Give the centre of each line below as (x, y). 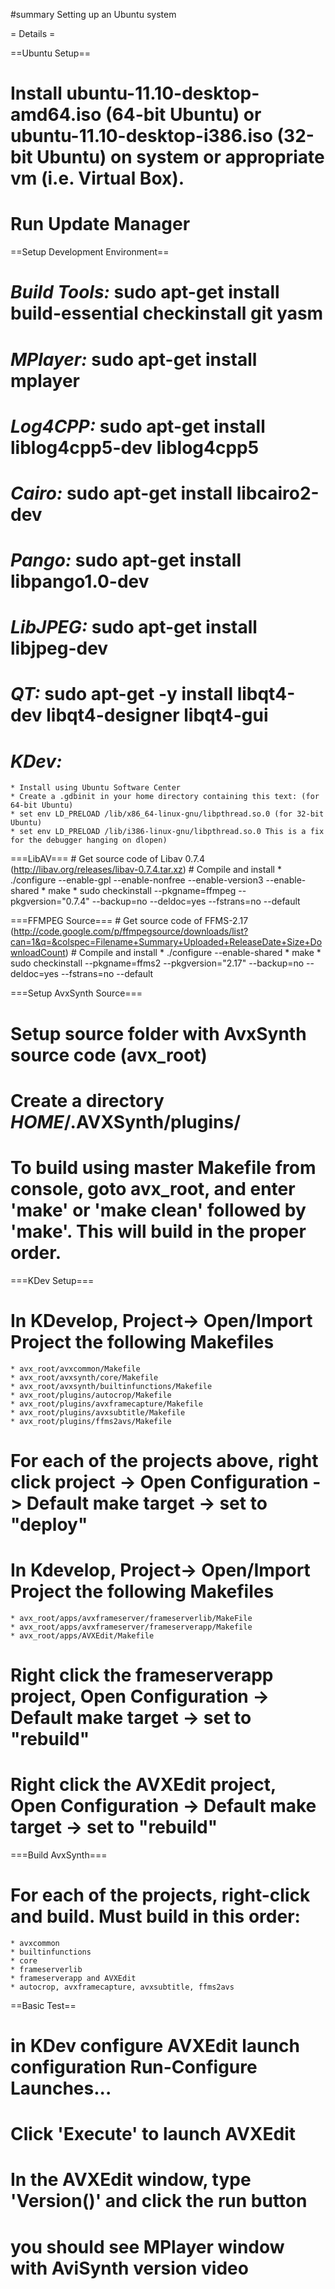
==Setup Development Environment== (90, 252)
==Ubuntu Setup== (50, 53)
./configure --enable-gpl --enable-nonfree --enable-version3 (137, 880)
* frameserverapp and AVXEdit (73, 1978)
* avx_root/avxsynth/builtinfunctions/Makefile (111, 1386)
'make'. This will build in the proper (158, 1231)
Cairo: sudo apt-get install (121, 493)
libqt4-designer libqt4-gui (157, 715)
